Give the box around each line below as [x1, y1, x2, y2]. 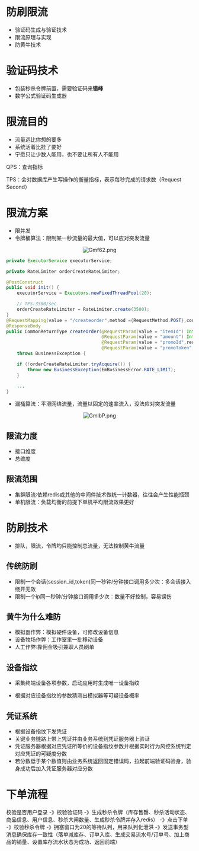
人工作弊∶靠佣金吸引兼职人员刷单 [14, 643, 95, 651]
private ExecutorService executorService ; [6, 257, 113, 264]
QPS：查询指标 [6, 163, 43, 170]
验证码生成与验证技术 [14, 26, 67, 33]
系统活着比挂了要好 [14, 143, 62, 150]
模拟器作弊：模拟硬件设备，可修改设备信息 [14, 629, 119, 636]
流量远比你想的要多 [14, 136, 62, 143]
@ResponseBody [6, 323, 41, 329]
